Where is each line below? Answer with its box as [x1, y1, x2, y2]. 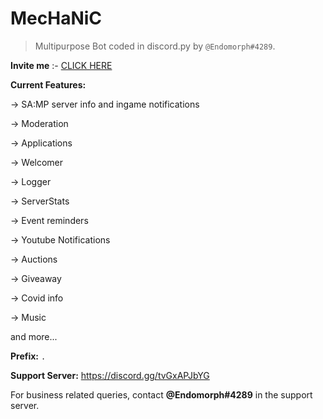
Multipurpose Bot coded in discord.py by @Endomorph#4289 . [34, 40, 276, 52]
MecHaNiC [10, 7, 103, 30]
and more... [10, 330, 58, 342]
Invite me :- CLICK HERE [10, 59, 113, 71]
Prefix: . [10, 350, 47, 362]
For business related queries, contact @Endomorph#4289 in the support [10, 388, 313, 401]
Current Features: [10, 78, 87, 91]
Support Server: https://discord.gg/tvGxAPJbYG [10, 369, 210, 381]
